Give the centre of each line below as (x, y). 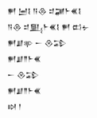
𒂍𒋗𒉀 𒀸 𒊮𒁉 (37, 43)
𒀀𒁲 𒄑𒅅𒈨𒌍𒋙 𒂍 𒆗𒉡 (48, 27)
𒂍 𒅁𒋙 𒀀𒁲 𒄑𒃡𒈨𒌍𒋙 (45, 11)
